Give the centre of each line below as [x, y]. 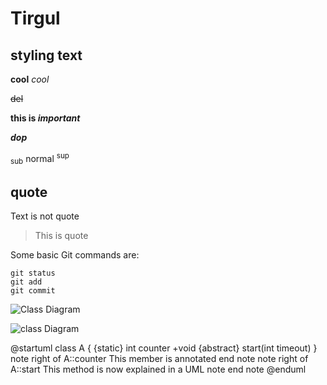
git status [33, 273]
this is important [45, 118]
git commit [33, 291]
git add [26, 282]
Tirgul [35, 18]
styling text [46, 55]
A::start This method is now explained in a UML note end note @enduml [158, 369]
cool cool [30, 79]
